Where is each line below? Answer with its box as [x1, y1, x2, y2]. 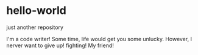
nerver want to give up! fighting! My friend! [6, 42, 115, 49]
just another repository [6, 24, 64, 31]
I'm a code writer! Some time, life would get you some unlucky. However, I [6, 35, 192, 42]
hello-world [6, 4, 67, 18]
